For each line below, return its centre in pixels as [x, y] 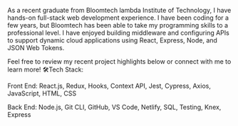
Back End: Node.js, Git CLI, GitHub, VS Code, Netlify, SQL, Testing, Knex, [114, 107]
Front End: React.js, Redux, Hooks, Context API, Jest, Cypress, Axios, [109, 86]
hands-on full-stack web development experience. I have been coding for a [118, 18]
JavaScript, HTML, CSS [42, 93]
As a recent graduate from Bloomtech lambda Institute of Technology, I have [119, 10]
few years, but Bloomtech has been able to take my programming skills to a [118, 25]
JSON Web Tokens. [36, 48]
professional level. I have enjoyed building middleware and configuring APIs [118, 33]
